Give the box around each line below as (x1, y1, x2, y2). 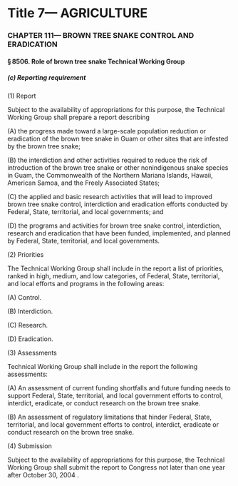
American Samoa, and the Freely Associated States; (7, 178, 160, 187)
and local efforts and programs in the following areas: (7, 279, 165, 288)
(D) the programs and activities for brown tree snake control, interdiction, (7, 221, 222, 230)
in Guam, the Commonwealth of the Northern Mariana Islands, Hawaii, (7, 171, 213, 179)
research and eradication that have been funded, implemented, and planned (7, 228, 231, 237)
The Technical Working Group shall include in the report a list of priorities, (7, 264, 224, 273)
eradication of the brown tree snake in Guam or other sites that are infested (7, 134, 229, 143)
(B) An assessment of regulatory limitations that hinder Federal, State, (7, 412, 212, 421)
